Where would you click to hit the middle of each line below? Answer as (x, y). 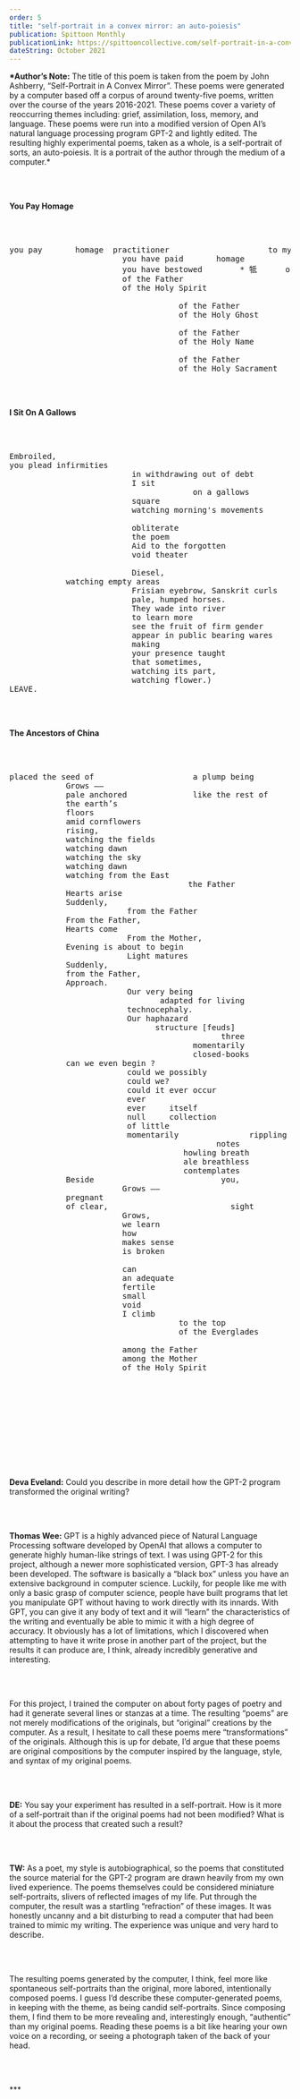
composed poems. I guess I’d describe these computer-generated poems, (146, 1998)
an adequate (148, 1278)
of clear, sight (160, 1207)
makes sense (148, 1242)
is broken (143, 1251)
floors (80, 813)
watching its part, (174, 671)
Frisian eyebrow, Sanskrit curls (205, 591)
